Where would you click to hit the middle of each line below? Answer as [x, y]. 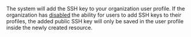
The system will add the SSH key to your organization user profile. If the [96, 9]
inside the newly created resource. [49, 27]
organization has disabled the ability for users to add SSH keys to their [94, 15]
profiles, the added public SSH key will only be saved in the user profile [95, 21]
